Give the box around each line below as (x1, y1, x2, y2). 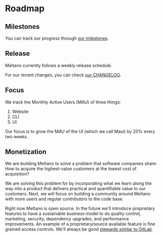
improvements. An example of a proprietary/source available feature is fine (5, 221, 156, 227)
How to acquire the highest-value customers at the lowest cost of (5, 166, 137, 172)
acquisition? (5, 171, 29, 177)
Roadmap (5, 3, 45, 14)
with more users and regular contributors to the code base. (5, 196, 124, 202)
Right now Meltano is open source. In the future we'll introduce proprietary (5, 206, 155, 212)
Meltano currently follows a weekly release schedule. (5, 62, 112, 68)
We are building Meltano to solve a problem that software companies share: (5, 161, 158, 167)
